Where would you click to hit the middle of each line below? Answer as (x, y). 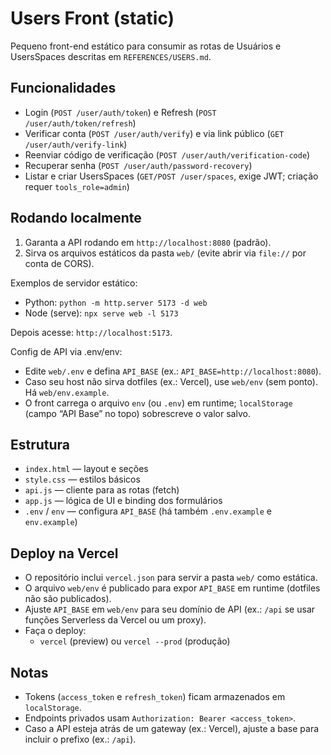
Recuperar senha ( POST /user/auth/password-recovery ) (138, 165)
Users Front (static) (92, 18)
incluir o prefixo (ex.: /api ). (80, 739)
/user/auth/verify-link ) (76, 144)
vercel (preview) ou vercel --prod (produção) (135, 641)
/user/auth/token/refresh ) (80, 123)
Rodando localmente (76, 218)
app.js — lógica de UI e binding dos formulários (123, 501)
